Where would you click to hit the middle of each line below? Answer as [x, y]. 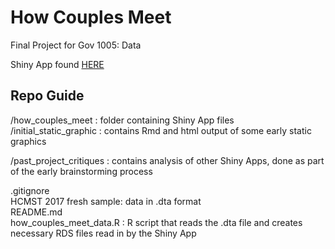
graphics [28, 141]
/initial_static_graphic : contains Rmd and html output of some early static [161, 130]
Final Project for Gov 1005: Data [76, 45]
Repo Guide [47, 96]
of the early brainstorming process [81, 171]
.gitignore [30, 190]
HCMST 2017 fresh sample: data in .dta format [106, 201]
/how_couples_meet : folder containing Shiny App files [122, 120]
